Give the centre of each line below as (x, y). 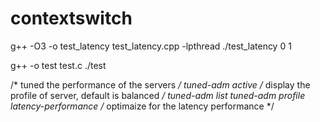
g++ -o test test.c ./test (58, 65)
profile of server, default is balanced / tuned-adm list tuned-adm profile (158, 95)
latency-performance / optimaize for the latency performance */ (142, 106)
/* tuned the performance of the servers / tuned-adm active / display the (160, 84)
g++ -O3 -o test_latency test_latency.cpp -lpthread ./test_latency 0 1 (151, 46)
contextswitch (71, 18)
